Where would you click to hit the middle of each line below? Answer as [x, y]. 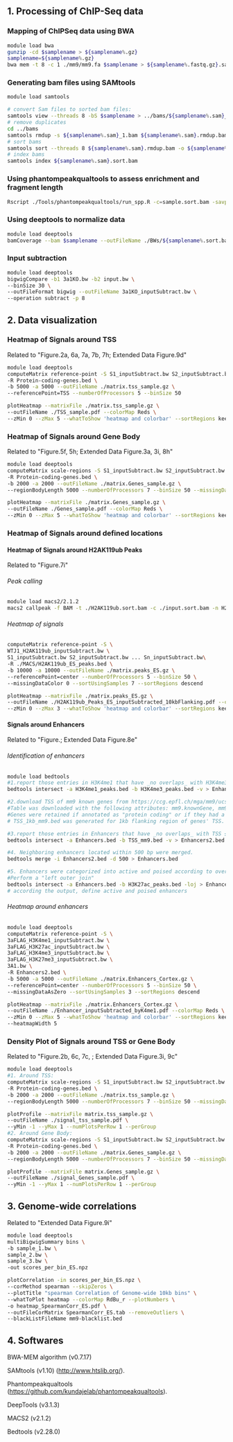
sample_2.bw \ [28, 1255]
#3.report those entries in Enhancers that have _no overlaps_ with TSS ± [118, 834]
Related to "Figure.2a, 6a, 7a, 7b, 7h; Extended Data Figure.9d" [97, 355]
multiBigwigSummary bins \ [46, 1242]
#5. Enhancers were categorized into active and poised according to [110, 872]
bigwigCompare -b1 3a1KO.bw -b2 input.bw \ [71, 279]
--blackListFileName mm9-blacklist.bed [65, 1319]
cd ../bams [23, 129]
